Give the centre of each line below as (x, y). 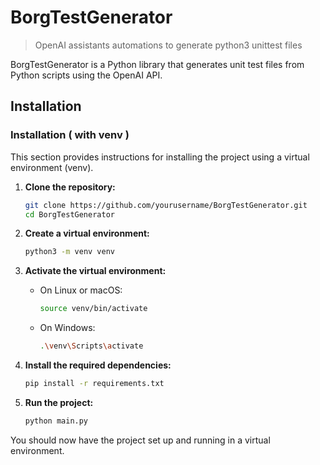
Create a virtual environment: (87, 233)
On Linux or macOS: (81, 290)
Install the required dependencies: (98, 365)
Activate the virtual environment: (95, 271)
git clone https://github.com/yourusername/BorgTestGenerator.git (166, 205)
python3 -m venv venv (70, 252)
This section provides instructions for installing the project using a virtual (160, 157)
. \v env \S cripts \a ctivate (91, 346)
